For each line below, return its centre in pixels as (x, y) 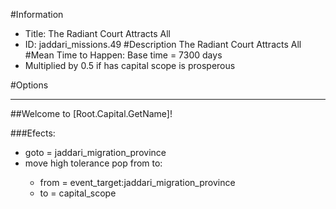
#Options (29, 85)
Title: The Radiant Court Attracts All (97, 33)
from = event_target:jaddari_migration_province (137, 182)
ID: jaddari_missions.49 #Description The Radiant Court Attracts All (163, 44)
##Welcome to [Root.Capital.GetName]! (91, 113)
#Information (37, 14)
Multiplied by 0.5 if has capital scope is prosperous (130, 65)
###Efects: (33, 133)
